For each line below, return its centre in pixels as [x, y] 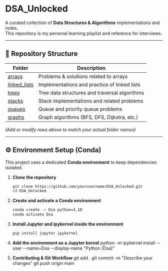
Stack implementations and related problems [91, 101]
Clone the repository [34, 177]
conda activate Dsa [33, 215]
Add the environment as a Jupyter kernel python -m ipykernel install [84, 243]
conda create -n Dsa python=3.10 [47, 210]
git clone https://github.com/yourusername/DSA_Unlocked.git [77, 186]
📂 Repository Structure [41, 54]
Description [91, 68]
